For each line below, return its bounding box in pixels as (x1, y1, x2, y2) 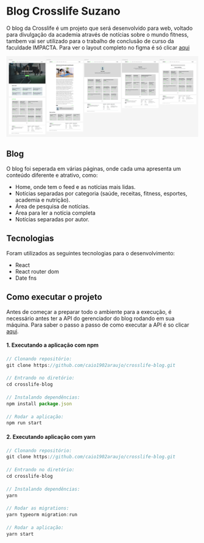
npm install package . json (6, 400, 72, 406)
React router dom (15, 268, 60, 275)
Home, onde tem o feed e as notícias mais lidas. (15, 183, 136, 190)
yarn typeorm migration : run (6, 512, 78, 518)
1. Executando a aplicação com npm (6, 341, 99, 349)
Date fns (15, 274, 37, 282)
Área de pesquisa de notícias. (15, 202, 90, 210)
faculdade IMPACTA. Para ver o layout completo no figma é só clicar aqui (6, 44, 190, 51)
